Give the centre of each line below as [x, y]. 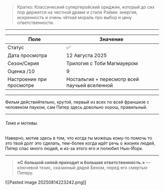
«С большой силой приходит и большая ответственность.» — [84, 163]
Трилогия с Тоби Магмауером [102, 63]
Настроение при [27, 79]
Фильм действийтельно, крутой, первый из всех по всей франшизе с [77, 102]
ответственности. [36, 22]
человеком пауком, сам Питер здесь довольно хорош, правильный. [76, 107]
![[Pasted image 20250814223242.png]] [46, 182]
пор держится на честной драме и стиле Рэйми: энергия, [77, 12]
